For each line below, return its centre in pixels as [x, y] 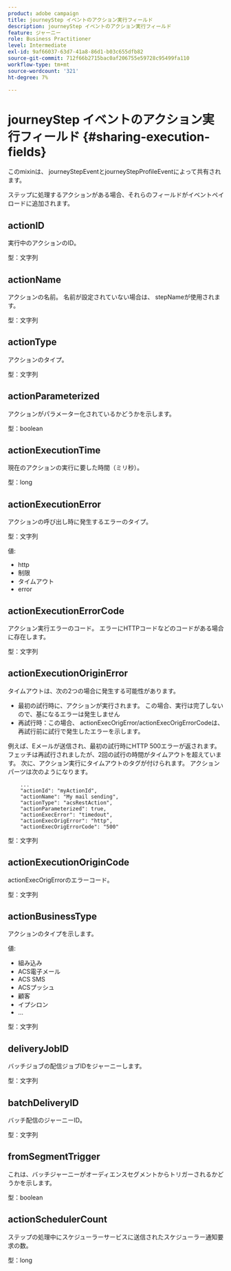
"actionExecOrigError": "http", [66, 821]
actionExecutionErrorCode [66, 611]
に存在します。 [29, 637]
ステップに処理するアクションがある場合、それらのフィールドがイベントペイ [116, 195]
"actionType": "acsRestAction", [66, 803]
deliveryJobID [38, 1049]
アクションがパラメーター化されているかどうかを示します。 [92, 414]
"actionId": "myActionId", [59, 791]
